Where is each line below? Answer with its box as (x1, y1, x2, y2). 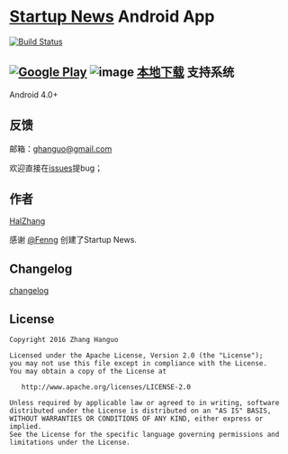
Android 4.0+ (9, 88, 58, 100)
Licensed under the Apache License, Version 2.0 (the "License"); (9, 351, 264, 360)
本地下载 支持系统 (136, 65, 235, 80)
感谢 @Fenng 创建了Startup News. (9, 235, 138, 246)
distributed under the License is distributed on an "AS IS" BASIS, (9, 406, 272, 415)
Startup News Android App (9, 6, 215, 27)
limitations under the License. (9, 438, 130, 447)
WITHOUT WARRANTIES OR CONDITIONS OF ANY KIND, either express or (9, 414, 264, 423)
